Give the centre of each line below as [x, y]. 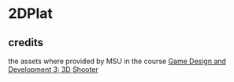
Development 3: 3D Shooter [53, 70]
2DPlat [31, 14]
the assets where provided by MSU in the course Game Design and [117, 61]
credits [26, 43]
